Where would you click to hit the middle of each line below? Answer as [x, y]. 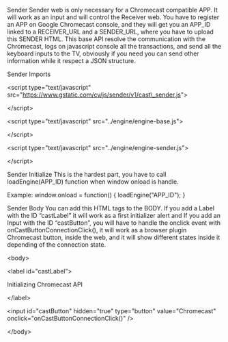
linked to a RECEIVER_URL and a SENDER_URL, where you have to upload [110, 32]
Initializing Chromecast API [45, 284]
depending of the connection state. [57, 245]
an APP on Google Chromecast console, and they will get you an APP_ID [109, 24]
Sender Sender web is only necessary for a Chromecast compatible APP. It [113, 10]
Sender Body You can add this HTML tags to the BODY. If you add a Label [111, 208]
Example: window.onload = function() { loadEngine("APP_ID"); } [96, 195]
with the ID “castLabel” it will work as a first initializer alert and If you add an [114, 216]
